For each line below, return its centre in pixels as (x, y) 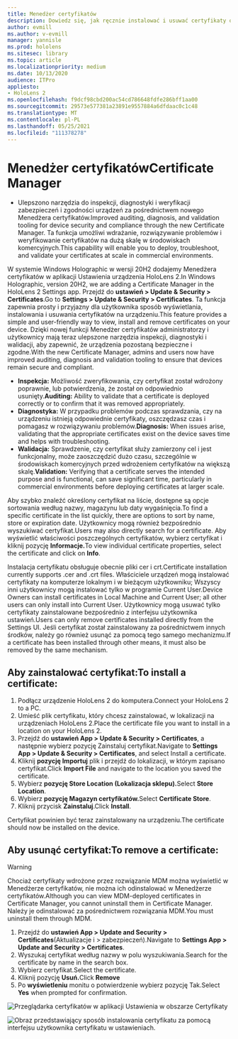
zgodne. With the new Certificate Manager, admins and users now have (111, 352)
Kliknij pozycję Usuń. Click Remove (69, 977)
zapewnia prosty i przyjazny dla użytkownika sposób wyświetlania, (105, 307)
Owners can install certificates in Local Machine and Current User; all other (117, 597)
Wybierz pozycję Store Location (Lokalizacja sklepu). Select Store (115, 784)
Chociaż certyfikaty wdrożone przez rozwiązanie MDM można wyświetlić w (118, 881)
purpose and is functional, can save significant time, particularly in (115, 479)
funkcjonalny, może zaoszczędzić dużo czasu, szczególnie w (107, 457)
